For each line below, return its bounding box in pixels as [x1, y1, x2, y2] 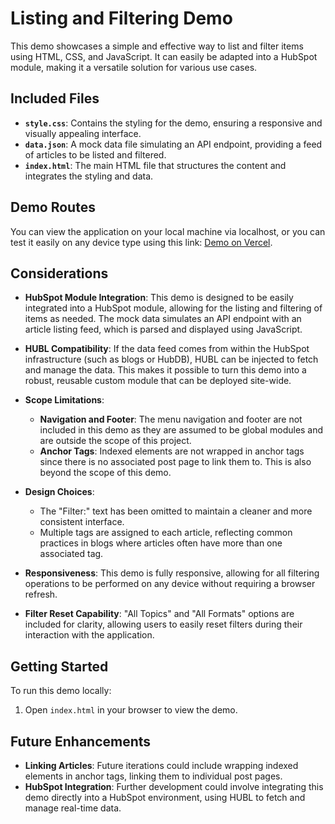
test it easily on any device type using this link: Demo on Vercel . [10, 236, 273, 248]
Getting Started [10, 658, 109, 675]
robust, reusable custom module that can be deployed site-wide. [24, 375, 292, 387]
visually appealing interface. [24, 127, 142, 139]
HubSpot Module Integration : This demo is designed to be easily [24, 292, 294, 304]
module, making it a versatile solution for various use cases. [10, 61, 258, 73]
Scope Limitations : [24, 394, 105, 406]
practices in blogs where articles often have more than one [39, 537, 283, 549]
